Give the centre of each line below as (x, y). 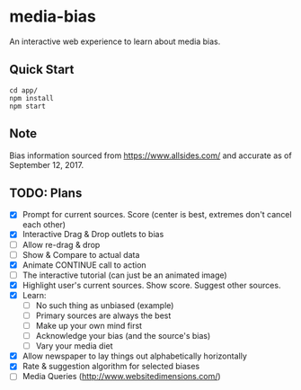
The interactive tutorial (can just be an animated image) (124, 275)
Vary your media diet (75, 346)
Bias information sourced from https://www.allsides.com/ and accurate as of (150, 155)
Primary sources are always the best (103, 315)
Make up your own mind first (89, 326)
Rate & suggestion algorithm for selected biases (111, 367)
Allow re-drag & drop (61, 244)
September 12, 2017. (47, 164)
